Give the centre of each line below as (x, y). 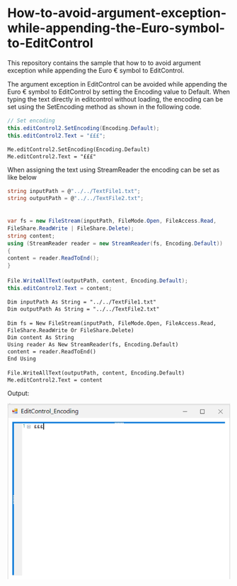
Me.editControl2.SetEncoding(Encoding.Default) (79, 149)
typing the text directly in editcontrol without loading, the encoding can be (115, 99)
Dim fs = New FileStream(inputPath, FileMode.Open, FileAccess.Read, (112, 323)
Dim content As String (41, 337)
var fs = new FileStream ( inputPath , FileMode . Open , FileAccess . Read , (112, 221)
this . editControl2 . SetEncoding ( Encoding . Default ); (83, 128)
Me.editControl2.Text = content (55, 380)
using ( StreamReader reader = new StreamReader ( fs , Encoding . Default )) (115, 243)
